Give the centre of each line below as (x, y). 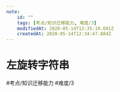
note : (13, 12)
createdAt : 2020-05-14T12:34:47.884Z (64, 34)
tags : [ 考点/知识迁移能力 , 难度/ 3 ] (57, 23)
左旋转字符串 (38, 65)
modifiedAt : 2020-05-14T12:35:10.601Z (65, 28)
